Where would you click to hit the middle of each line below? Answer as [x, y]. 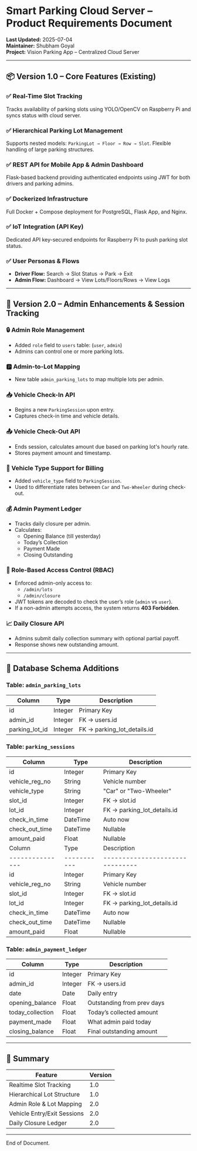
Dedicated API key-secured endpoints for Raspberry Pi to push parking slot [97, 239]
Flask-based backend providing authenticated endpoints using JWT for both [98, 178]
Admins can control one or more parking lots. [69, 351]
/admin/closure [42, 596]
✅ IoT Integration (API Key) [45, 227]
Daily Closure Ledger [38, 1123]
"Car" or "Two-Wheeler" [137, 791]
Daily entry [103, 993]
